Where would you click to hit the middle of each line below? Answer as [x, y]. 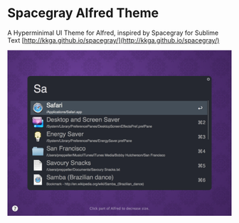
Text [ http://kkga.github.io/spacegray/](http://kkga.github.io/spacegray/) [113, 40]
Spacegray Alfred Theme [83, 13]
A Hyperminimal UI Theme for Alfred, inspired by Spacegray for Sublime [113, 33]
